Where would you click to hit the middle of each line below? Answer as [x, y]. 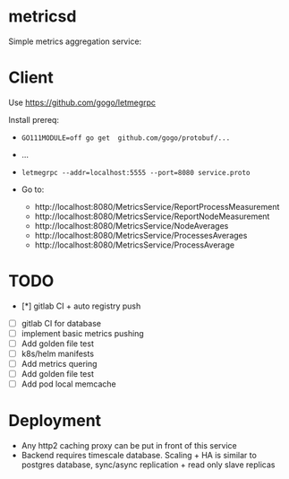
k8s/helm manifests [58, 353]
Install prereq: [34, 119]
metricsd [42, 17]
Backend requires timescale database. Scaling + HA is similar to [139, 456]
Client [31, 78]
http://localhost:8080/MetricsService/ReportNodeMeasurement [152, 216]
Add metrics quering [59, 364]
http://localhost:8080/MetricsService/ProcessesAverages [141, 235]
